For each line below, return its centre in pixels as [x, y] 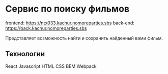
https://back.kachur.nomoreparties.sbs [46, 28]
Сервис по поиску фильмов [67, 9]
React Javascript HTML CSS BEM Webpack [51, 66]
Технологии [25, 54]
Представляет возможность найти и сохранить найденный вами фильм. [84, 38]
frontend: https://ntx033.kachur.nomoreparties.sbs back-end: [70, 23]
